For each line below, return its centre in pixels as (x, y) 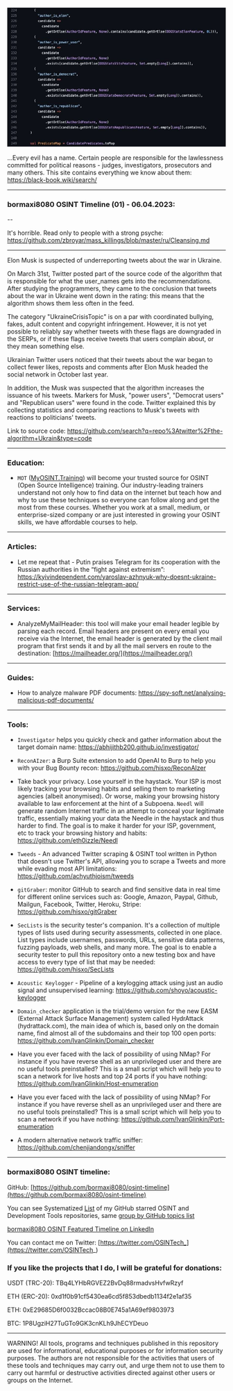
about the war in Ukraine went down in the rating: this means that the (106, 295)
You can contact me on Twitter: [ (54, 1242)
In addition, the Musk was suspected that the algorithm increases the (106, 388)
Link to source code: (36, 431)
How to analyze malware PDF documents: (77, 693)
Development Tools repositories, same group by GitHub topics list (101, 1215)
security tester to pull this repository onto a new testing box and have (116, 955)
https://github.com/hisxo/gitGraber (67, 912)
